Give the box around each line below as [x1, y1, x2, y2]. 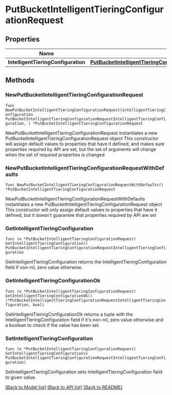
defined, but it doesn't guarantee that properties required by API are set [5, 212, 157, 218]
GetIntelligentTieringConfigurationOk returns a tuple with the [5, 311, 133, 317]
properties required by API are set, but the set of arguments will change [5, 146, 157, 152]
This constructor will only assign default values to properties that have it [5, 206, 158, 213]
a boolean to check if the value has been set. [5, 322, 100, 328]
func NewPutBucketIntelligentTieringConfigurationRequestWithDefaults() [5, 182, 164, 187]
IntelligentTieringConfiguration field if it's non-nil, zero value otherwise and [5, 316, 164, 323]
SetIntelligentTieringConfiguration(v [5, 350, 88, 356]
